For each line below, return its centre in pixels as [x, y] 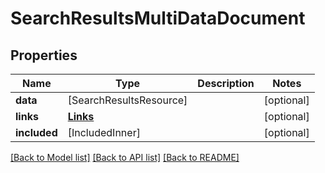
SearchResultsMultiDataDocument [158, 18]
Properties [44, 55]
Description [226, 83]
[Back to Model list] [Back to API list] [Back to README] [125, 157]
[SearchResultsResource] [127, 100]
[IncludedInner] [104, 132]
